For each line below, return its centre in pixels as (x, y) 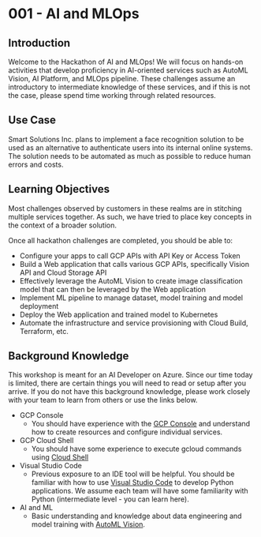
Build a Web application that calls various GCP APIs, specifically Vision (134, 264)
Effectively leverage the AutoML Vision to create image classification (131, 280)
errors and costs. (36, 164)
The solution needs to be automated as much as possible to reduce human (129, 156)
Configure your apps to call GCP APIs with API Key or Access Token (130, 255)
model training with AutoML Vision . (88, 524)
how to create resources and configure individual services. (127, 432)
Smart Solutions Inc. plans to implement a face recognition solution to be (126, 139)
